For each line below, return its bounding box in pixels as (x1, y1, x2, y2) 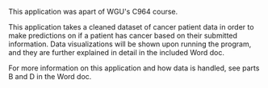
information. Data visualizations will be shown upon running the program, (8, 39, 252, 49)
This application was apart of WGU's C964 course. (8, 7, 178, 16)
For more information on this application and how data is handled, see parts (8, 63, 260, 73)
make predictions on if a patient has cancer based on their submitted (8, 31, 238, 40)
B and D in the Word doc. (8, 72, 92, 81)
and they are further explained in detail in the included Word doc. (8, 48, 224, 57)
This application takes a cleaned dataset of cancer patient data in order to (8, 22, 254, 31)
